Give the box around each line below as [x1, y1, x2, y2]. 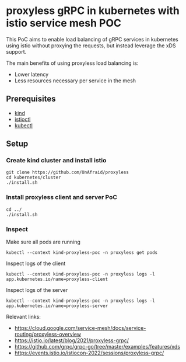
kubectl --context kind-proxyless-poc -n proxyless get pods [6, 250, 158, 256]
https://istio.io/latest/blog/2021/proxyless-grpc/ [14, 337, 129, 344]
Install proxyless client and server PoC [6, 193, 118, 201]
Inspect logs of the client [6, 260, 66, 267]
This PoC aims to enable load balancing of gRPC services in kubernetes [6, 36, 179, 43]
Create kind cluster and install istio [6, 156, 107, 165]
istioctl [14, 116, 31, 123]
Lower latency [14, 71, 49, 78]
